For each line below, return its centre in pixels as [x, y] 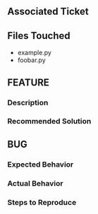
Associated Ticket [48, 12]
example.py [34, 53]
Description [28, 102]
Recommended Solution [49, 121]
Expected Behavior [41, 164]
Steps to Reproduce [42, 202]
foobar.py [31, 60]
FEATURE [28, 82]
